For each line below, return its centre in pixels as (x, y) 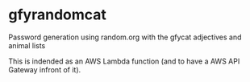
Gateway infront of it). (45, 69)
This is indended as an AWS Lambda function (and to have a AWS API (124, 61)
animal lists (27, 45)
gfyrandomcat (58, 15)
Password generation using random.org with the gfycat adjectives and (125, 37)
